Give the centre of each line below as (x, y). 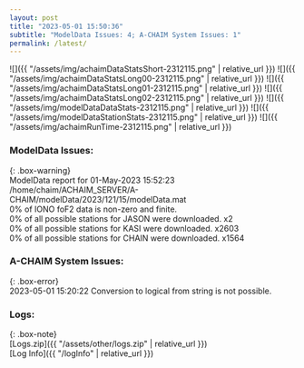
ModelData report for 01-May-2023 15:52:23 (92, 180)
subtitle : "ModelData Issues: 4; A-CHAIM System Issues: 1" (126, 35)
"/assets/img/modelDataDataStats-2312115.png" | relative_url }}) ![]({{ (139, 108)
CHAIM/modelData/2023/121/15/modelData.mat (98, 199)
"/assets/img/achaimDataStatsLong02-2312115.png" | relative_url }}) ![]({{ (147, 98)
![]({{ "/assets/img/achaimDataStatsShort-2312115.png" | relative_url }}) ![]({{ (152, 69)
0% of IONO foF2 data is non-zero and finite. (93, 209)
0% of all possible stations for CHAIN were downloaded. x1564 (127, 238)
